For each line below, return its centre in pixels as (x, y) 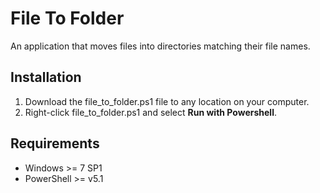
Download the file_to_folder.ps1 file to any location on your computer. (167, 101)
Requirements (55, 143)
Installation (46, 77)
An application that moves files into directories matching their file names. (160, 46)
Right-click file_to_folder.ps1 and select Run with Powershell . (150, 112)
